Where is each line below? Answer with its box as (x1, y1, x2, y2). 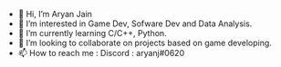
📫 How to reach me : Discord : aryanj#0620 (17, 48, 185, 58)
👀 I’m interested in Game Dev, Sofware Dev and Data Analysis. (17, 18, 253, 29)
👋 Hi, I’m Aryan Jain (17, 9, 93, 19)
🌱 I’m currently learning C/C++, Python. (17, 28, 167, 38)
